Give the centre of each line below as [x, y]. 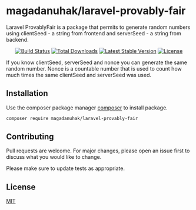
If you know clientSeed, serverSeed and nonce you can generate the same [97, 62]
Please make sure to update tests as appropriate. [66, 168]
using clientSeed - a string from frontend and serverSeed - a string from [94, 33]
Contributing [30, 137]
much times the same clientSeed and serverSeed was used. [79, 75]
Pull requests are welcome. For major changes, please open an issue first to [98, 151]
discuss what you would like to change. [54, 157]
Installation [27, 93]
